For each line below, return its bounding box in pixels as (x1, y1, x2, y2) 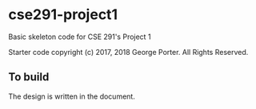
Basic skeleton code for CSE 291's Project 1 (8, 32, 151, 41)
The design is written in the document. (8, 91, 136, 101)
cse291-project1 (8, 6, 118, 24)
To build (8, 70, 50, 84)
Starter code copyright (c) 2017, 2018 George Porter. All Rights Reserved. (8, 47, 249, 56)
